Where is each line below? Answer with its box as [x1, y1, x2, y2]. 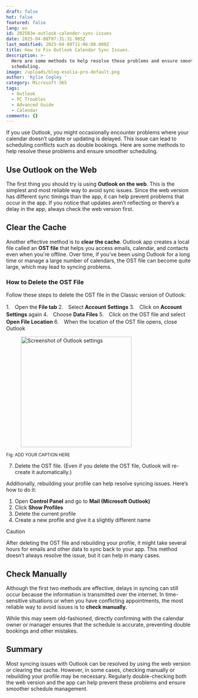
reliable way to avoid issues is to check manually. [6, 603, 128, 610]
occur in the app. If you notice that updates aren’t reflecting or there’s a [6, 199, 180, 206]
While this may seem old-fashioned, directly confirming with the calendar [6, 614, 184, 622]
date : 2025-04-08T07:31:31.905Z [6, 36, 85, 42]
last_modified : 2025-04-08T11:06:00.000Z [6, 42, 110, 48]
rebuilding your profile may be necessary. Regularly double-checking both [6, 673, 187, 680]
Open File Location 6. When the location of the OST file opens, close [6, 318, 177, 325]
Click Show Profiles [14, 504, 64, 511]
